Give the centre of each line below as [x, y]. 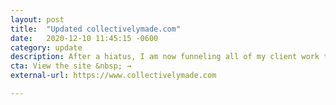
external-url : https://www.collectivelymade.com [113, 76]
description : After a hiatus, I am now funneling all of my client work [165, 57]
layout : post [37, 19]
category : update [46, 47]
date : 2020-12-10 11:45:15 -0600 [84, 38]
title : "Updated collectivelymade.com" [96, 29]
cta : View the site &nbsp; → [71, 66]
